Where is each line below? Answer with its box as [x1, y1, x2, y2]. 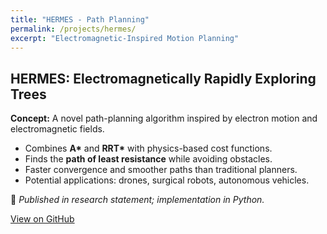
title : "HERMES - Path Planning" [10, 14, 150, 25]
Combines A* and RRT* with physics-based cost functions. [24, 142, 273, 155]
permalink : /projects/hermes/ [10, 24, 137, 34]
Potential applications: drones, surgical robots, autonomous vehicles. [24, 174, 310, 186]
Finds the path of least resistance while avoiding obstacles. [24, 153, 273, 165]
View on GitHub [10, 213, 75, 225]
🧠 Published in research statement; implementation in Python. [10, 194, 265, 206]
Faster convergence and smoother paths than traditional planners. [24, 164, 298, 176]
